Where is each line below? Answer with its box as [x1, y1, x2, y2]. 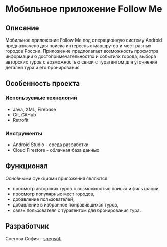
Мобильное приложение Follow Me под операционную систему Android [5, 37, 162, 43]
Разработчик [5, 222, 50, 231]
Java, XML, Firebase [12, 106, 56, 112]
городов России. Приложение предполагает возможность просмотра [5, 48, 159, 54]
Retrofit [12, 117, 29, 123]
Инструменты [5, 130, 42, 137]
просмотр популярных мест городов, [12, 191, 95, 197]
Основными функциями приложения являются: [5, 175, 109, 181]
